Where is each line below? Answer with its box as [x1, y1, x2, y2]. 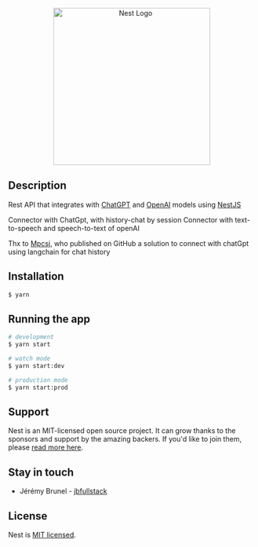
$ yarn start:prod [8, 384, 68, 391]
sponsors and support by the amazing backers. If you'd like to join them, [8, 435, 242, 444]
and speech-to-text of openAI [42, 223, 140, 233]
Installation [8, 270, 64, 283]
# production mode [8, 376, 68, 384]
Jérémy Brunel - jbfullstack [19, 486, 107, 496]
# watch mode [8, 354, 51, 363]
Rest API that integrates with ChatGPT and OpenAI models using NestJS [8, 200, 242, 209]
